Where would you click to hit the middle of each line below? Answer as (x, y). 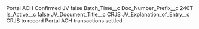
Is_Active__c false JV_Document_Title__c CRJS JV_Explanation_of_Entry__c (98, 14)
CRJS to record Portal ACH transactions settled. (65, 21)
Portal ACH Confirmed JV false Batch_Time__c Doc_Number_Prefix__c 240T (100, 8)
